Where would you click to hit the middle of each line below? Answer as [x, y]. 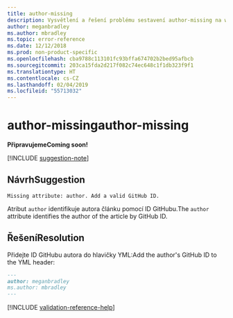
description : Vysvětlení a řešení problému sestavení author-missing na [114, 20]
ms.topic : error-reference [46, 40]
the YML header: [31, 262]
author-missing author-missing [98, 125]
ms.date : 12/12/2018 [37, 46]
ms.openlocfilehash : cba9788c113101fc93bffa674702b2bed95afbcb [101, 59]
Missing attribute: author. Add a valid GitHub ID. [83, 196]
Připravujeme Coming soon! [48, 145]
